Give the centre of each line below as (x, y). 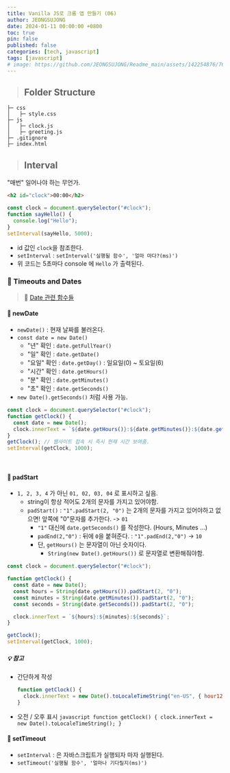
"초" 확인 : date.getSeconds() (68, 388)
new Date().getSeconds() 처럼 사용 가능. (72, 397)
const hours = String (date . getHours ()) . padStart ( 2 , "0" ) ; (98, 591)
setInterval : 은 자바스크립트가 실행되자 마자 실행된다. (90, 754)
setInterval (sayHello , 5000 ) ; (50, 233)
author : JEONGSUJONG (37, 20)
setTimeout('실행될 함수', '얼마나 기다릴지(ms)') (82, 763)
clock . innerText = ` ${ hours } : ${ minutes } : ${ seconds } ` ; (91, 616)
